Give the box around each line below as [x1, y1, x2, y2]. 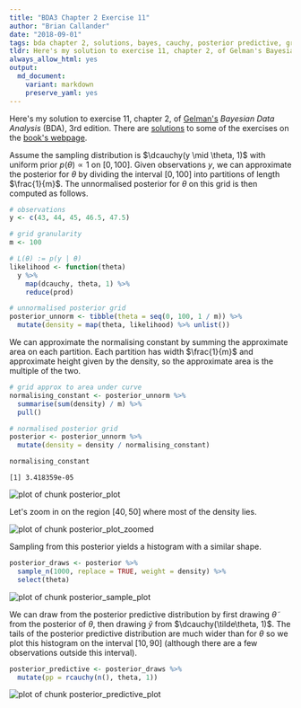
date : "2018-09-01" [9, 30, 82, 39]
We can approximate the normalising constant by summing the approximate [9, 337, 288, 347]
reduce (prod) [25, 288, 74, 296]
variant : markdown [25, 80, 94, 89]
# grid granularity [9, 230, 82, 239]
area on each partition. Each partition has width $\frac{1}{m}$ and [9, 347, 254, 357]
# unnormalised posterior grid [9, 304, 126, 313]
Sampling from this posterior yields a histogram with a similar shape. [9, 541, 262, 552]
